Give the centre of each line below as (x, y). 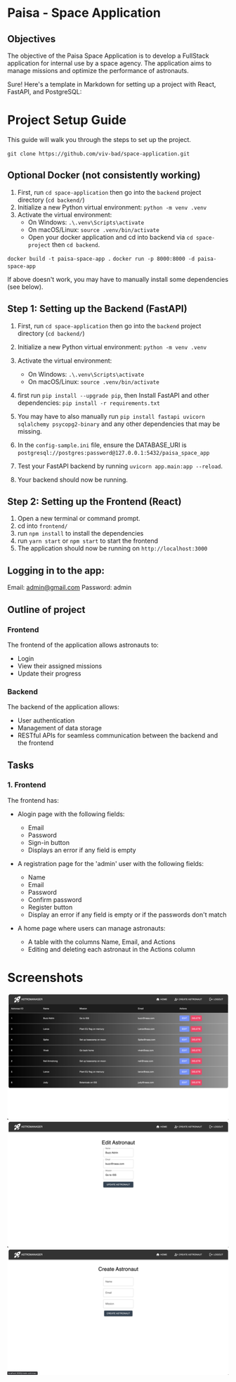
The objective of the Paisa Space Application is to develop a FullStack (108, 56)
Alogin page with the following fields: (71, 814)
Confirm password (55, 899)
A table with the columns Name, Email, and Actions (101, 942)
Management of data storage (59, 728)
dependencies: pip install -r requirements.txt (88, 403)
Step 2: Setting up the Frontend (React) (94, 502)
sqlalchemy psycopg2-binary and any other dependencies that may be (119, 424)
